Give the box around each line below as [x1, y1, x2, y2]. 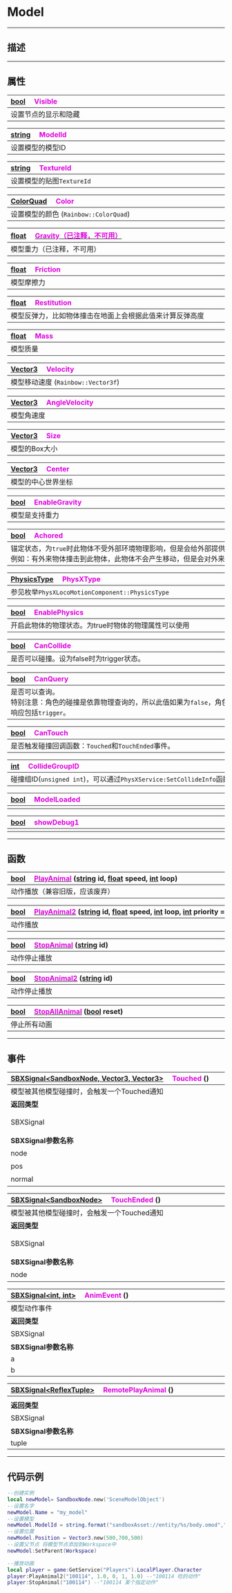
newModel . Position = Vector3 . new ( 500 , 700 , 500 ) [7, 1535, 144, 1542]
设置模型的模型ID [10, 142, 66, 152]
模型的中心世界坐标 [10, 477, 74, 487]
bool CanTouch [10, 728, 68, 737]
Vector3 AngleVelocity [10, 397, 94, 407]
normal [10, 1174, 34, 1184]
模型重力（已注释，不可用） [10, 244, 101, 254]
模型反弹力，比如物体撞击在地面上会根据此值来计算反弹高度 [10, 310, 205, 320]
